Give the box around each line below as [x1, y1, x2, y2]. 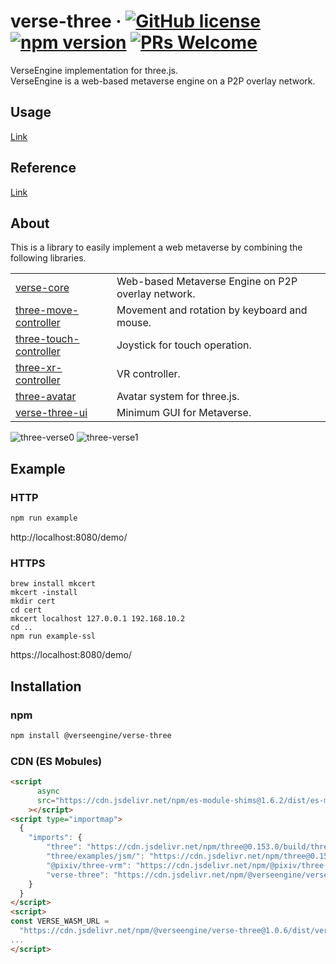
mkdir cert [10, 596, 56, 607]
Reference [10, 160, 77, 177]
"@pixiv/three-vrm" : [46, 860, 132, 870]
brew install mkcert [10, 579, 97, 589]
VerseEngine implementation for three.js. [10, 64, 178, 76]
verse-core [15, 281, 70, 295]
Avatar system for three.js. [116, 390, 240, 404]
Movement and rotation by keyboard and [116, 303, 308, 317]
